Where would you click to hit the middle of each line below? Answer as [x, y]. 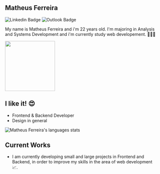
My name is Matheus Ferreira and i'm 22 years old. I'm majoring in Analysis [80, 29]
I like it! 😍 [20, 104]
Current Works [28, 145]
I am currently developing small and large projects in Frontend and [78, 157]
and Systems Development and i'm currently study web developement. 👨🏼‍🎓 [80, 34]
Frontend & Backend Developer [43, 115]
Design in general [29, 120]
